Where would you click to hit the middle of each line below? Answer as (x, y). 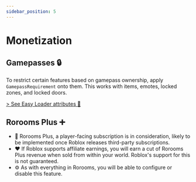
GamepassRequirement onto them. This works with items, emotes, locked (92, 86)
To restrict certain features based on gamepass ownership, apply (85, 80)
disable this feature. (38, 174)
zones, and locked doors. (37, 92)
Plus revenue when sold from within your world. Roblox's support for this (102, 155)
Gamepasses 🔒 (34, 63)
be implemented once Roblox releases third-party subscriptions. (92, 143)
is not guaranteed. (37, 161)
